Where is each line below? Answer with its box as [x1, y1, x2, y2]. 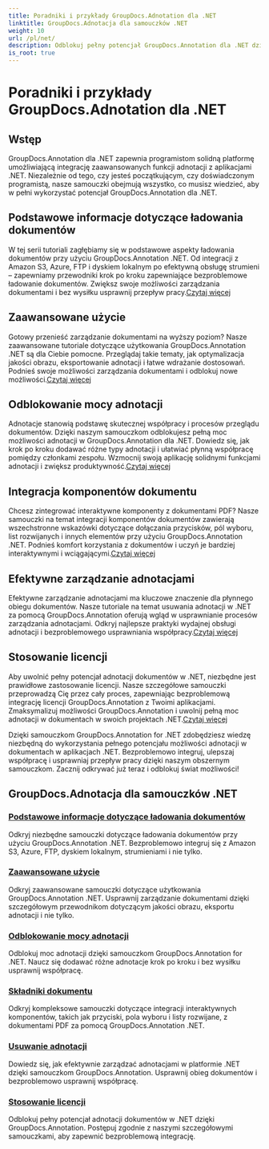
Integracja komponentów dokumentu [8, 484, 198, 498]
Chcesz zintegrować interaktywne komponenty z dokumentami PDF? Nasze [8, 506, 259, 516]
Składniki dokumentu [8, 985, 93, 997]
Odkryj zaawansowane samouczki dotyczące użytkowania [8, 884, 202, 894]
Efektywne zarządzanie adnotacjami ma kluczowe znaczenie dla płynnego [8, 593, 254, 603]
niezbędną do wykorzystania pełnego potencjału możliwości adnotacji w [8, 738, 247, 748]
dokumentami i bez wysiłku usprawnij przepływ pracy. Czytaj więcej [8, 287, 231, 297]
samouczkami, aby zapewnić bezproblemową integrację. [8, 1131, 196, 1141]
